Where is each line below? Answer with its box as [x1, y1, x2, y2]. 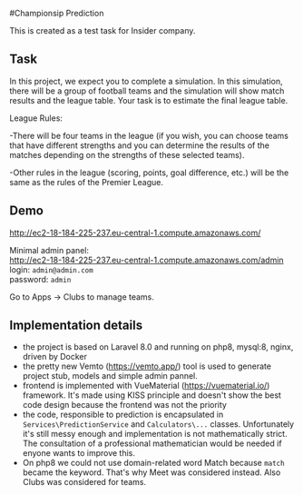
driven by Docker [22, 351, 88, 362]
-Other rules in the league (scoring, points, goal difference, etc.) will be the [9, 167, 289, 178]
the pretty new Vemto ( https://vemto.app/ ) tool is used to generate [22, 361, 272, 371]
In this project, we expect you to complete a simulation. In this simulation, [9, 75, 283, 86]
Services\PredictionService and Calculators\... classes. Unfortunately [22, 419, 295, 430]
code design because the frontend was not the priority [22, 400, 227, 411]
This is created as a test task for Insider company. [9, 25, 196, 35]
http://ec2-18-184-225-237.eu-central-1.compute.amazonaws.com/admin [9, 254, 284, 265]
